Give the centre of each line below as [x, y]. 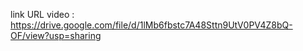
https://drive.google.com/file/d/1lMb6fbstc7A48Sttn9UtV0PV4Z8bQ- [151, 25]
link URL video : [42, 14]
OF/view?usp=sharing [56, 35]
